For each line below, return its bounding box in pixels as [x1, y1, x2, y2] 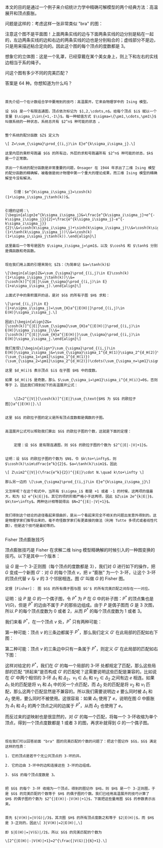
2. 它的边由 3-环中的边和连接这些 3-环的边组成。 [5, 763, 94, 768]
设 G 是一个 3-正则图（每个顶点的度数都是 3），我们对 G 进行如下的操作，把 [5, 564, 156, 569]
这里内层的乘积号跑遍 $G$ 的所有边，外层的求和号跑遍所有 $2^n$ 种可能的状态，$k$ [5, 151, 153, 156]
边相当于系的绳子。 [5, 60, 44, 65]
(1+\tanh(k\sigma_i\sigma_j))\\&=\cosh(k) [5, 230, 92, 235]
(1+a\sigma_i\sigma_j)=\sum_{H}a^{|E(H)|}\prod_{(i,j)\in [5, 306, 125, 311]
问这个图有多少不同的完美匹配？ [5, 70, 69, 75]
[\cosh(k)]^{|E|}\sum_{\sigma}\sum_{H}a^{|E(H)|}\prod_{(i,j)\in [5, 324, 140, 329]
